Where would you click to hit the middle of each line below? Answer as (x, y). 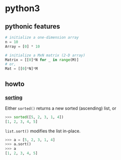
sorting (14, 97)
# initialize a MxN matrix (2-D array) (45, 55)
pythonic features (33, 26)
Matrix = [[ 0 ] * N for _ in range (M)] (42, 60)
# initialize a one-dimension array (42, 37)
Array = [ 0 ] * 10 (23, 47)
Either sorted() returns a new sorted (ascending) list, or (61, 108)
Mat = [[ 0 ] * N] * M (21, 69)
